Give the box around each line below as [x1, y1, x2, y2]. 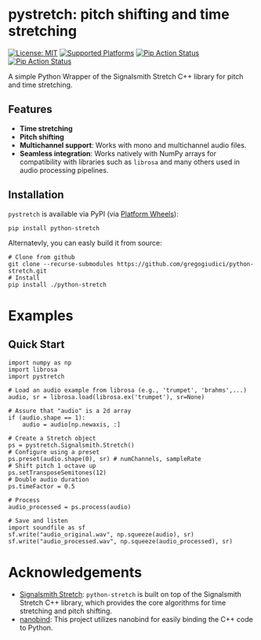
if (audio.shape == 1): [8, 414, 86, 422]
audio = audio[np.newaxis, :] [22, 420, 121, 429]
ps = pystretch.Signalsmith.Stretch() [8, 441, 135, 449]
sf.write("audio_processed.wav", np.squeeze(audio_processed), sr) [8, 537, 234, 545]
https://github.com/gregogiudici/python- [116, 260, 255, 268]
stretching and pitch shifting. [19, 606, 112, 616]
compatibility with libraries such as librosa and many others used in [19, 157, 241, 166]
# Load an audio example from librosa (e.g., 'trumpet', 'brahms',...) [8, 386, 247, 394]
